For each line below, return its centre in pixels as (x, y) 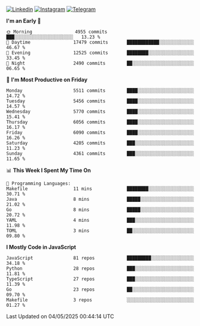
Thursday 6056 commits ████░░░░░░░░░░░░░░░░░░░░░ (100, 122)
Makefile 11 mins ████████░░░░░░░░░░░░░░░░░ (100, 189)
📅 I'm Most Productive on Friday (47, 80)
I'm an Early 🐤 (24, 21)
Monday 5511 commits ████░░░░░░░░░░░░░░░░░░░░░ (100, 90)
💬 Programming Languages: (38, 183)
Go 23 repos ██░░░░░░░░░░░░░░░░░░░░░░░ (100, 289)
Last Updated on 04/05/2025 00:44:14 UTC (60, 316)
